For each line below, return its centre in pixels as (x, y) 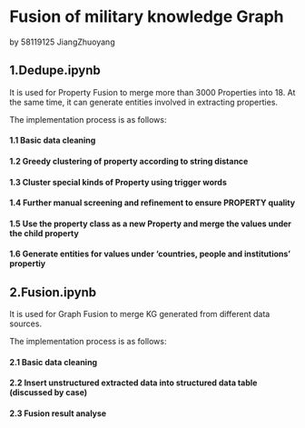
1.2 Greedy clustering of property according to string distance (129, 161)
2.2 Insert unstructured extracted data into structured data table (133, 383)
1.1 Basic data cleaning (53, 140)
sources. (26, 323)
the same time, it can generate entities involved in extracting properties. (144, 102)
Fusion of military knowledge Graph (147, 17)
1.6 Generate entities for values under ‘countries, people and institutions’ (150, 254)
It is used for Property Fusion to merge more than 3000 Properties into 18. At (152, 92)
